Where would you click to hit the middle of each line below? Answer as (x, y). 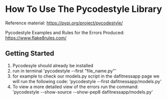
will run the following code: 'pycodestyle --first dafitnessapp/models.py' (87, 81)
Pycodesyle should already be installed (53, 65)
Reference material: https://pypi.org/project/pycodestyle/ (64, 23)
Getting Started (30, 53)
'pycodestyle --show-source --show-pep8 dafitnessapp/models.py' (83, 92)
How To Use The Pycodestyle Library (84, 9)
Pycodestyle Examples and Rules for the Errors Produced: (65, 32)
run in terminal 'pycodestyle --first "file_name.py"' (64, 71)
